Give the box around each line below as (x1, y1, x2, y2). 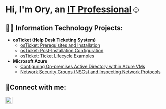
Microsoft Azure (12, 58, 48, 64)
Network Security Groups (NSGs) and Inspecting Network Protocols (20, 69, 161, 75)
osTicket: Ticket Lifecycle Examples (20, 53, 95, 59)
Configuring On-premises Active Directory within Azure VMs (20, 64, 146, 69)
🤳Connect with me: (5, 83, 66, 92)
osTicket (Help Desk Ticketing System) (12, 37, 96, 43)
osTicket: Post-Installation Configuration (20, 48, 104, 53)
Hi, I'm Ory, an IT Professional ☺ (5, 4, 141, 15)
